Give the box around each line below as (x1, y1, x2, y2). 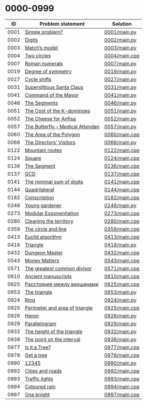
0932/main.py (104, 328, 137, 335)
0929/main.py (104, 320, 137, 327)
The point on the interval (25, 336, 81, 342)
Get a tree (25, 352, 47, 358)
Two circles (25, 52, 51, 59)
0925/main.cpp (104, 304, 140, 311)
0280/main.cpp (104, 218, 140, 225)
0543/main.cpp (104, 257, 140, 264)
